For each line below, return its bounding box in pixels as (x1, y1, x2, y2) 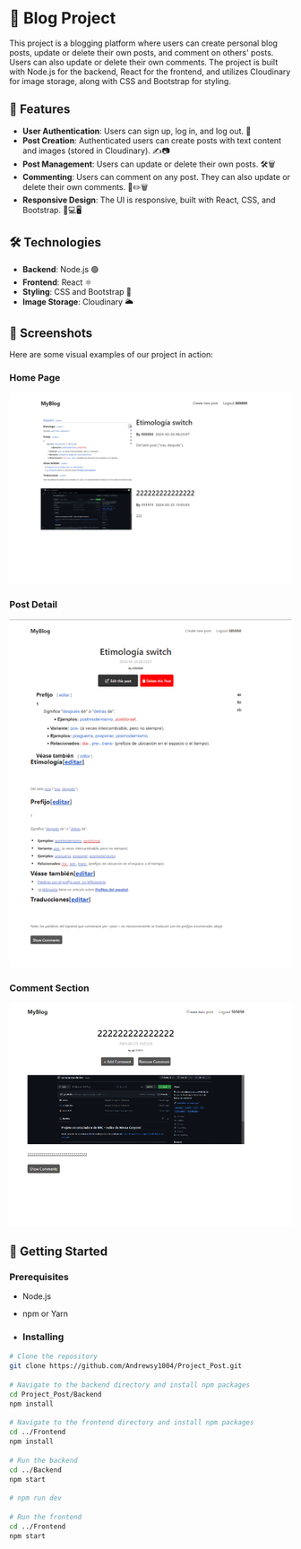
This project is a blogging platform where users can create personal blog (9, 38, 278, 48)
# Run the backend (9, 1456, 78, 1465)
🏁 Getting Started (9, 1244, 108, 1259)
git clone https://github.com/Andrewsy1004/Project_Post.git (9, 1362, 243, 1371)
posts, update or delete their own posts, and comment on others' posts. (9, 47, 274, 57)
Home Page (9, 372, 61, 384)
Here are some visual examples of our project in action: (9, 349, 213, 360)
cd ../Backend (9, 1465, 63, 1475)
